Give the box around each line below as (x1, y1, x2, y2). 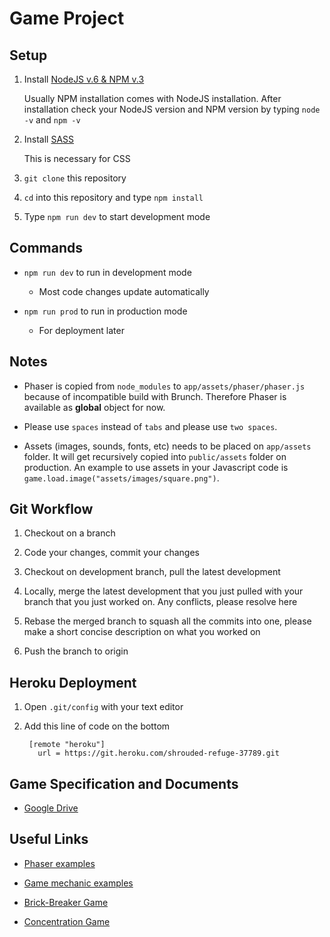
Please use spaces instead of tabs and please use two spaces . (23, 420, 278, 432)
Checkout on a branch (23, 527, 116, 539)
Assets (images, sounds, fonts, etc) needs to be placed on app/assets (23, 440, 312, 452)
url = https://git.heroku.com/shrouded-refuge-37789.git (37, 748, 280, 759)
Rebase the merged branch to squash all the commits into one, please (23, 615, 312, 627)
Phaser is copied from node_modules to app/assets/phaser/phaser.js (23, 380, 306, 392)
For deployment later (38, 324, 125, 336)
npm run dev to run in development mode (23, 266, 192, 278)
